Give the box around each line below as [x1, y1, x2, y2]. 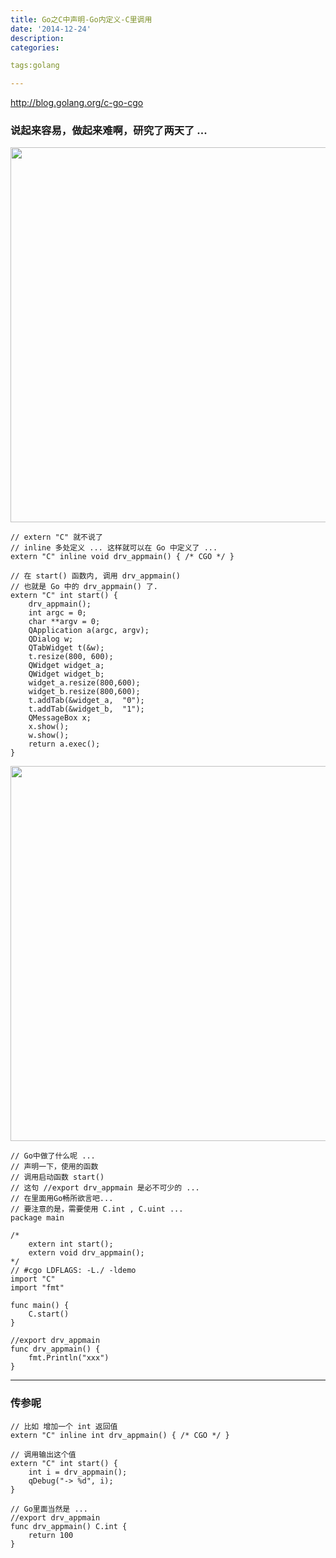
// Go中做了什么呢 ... [10, 1151, 96, 1161]
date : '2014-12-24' [10, 24, 92, 34]
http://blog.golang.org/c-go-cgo [10, 97, 144, 109]
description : [10, 33, 65, 43]
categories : [10, 42, 60, 53]
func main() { [10, 1301, 70, 1311]
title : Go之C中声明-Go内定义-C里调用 [10, 14, 153, 25]
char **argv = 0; [28, 617, 101, 627]
